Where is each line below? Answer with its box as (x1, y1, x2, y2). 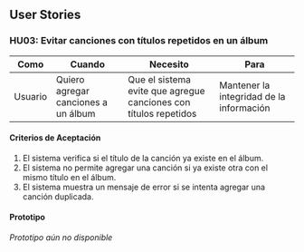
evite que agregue (128, 84, 205, 97)
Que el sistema (128, 73, 192, 85)
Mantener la (219, 79, 271, 92)
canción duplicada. (22, 190, 94, 202)
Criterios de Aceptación (9, 132, 101, 143)
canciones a (55, 95, 109, 108)
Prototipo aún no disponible (9, 232, 113, 243)
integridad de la (219, 90, 286, 102)
